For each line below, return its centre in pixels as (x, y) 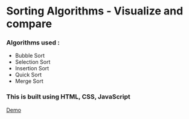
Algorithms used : (33, 43)
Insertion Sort (32, 69)
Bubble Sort (30, 56)
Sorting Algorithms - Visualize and (95, 11)
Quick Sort (28, 75)
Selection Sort (33, 62)
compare (29, 24)
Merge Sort (29, 81)
